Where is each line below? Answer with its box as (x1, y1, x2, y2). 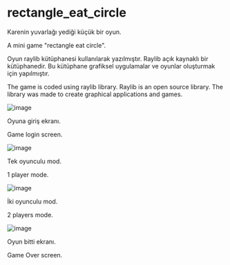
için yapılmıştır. (7, 69, 50, 77)
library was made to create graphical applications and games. (7, 90, 183, 98)
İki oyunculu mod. (7, 197, 58, 205)
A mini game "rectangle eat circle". (7, 41, 106, 49)
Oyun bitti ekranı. (7, 237, 57, 246)
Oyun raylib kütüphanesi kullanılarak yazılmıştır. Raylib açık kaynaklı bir (7, 54, 209, 63)
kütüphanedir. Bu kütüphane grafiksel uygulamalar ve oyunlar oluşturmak (7, 62, 215, 70)
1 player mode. (7, 170, 49, 179)
